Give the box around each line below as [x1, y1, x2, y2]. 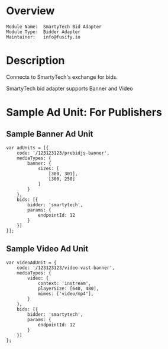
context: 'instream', [37, 280, 92, 286]
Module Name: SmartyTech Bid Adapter [6, 24, 102, 30]
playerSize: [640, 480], [37, 286, 99, 292]
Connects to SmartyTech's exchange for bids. [6, 73, 118, 81]
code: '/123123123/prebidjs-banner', [17, 150, 110, 156]
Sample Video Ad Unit [6, 244, 89, 254]
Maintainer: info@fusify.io [6, 34, 81, 40]
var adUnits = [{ [6, 145, 49, 151]
